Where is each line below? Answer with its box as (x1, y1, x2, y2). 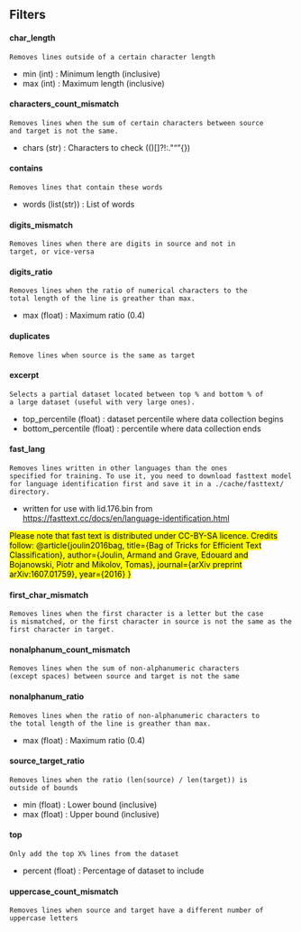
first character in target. (9, 625, 115, 634)
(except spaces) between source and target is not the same (9, 672, 241, 681)
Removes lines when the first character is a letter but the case (9, 609, 264, 619)
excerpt (9, 370, 40, 381)
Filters (9, 7, 47, 23)
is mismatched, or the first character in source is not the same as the (9, 617, 293, 626)
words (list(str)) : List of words (22, 198, 135, 209)
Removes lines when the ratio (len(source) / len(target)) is (9, 775, 248, 784)
